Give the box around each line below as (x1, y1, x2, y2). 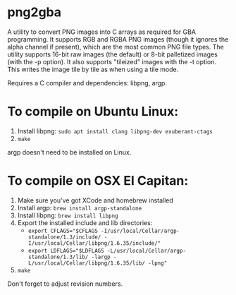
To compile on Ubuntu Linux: (7, 104, 179, 120)
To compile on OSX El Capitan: (7, 173, 189, 189)
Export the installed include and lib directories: (17, 218, 153, 227)
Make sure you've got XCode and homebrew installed (17, 195, 174, 205)
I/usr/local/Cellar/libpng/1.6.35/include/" (27, 239, 161, 247)
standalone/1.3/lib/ (27, 253, 89, 260)
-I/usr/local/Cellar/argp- (101, 227, 180, 234)
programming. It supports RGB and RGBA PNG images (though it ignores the (7, 35, 229, 43)
